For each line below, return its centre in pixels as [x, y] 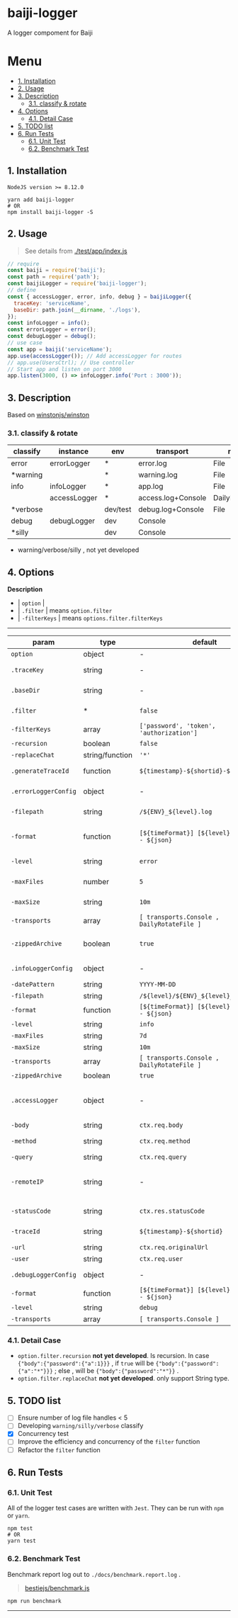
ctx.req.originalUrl [174, 1248]
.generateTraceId [40, 771]
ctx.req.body [161, 1125]
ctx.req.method [165, 1141]
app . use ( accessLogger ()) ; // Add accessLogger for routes [95, 356]
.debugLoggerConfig [44, 1275]
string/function [108, 755]
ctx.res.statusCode [172, 1211]
